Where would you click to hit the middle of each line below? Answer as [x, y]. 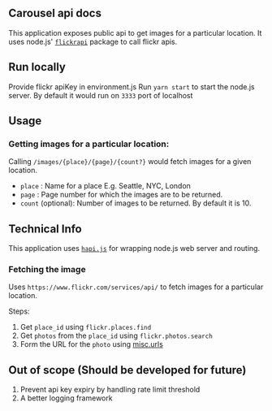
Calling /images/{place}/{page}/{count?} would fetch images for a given [130, 162]
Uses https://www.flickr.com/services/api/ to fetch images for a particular [136, 287]
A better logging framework [66, 398]
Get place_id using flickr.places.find [86, 327]
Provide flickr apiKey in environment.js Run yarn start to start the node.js [132, 87]
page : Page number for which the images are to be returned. [121, 195]
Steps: [19, 311]
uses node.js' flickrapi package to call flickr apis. [93, 41]
